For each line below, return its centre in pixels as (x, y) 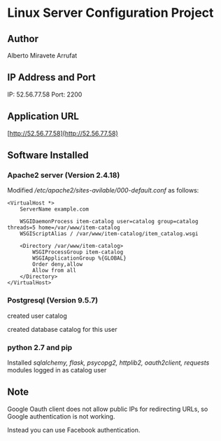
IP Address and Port (51, 77)
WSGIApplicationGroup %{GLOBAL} (80, 258)
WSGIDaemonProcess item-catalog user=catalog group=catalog (109, 222)
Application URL (43, 117)
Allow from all (55, 271)
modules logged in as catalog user (57, 370)
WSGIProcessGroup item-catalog (78, 252)
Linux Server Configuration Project (110, 13)
